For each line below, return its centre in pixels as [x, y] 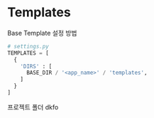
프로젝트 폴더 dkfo [33, 107]
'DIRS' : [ [36, 66]
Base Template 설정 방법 [42, 33]
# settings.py [28, 46]
